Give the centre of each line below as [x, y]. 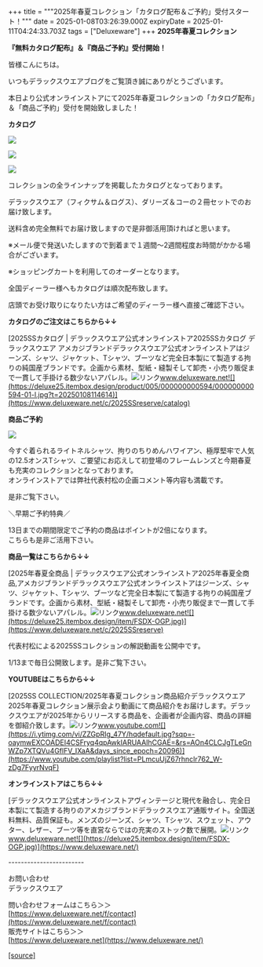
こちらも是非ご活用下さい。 [53, 540]
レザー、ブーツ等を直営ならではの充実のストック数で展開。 [125, 830]
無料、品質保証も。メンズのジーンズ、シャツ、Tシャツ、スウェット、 [126, 820]
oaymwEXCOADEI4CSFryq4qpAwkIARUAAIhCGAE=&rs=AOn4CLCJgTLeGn [130, 743]
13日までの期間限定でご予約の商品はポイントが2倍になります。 [110, 530]
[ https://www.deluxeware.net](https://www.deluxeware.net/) [106, 940]
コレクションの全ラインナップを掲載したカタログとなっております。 [118, 185]
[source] [22, 955]
